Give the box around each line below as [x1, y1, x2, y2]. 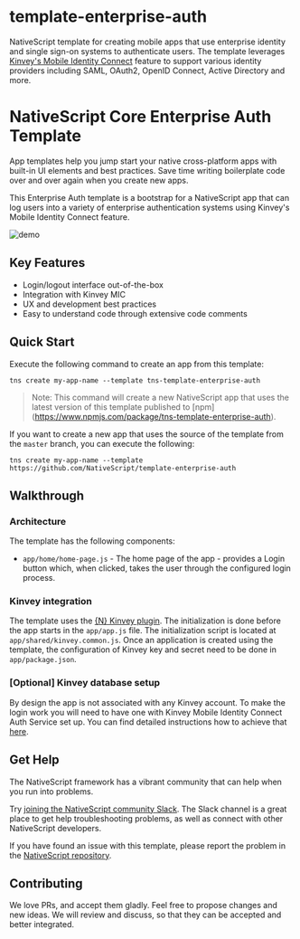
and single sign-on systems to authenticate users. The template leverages [9, 45, 286, 56]
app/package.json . [9, 654, 77, 665]
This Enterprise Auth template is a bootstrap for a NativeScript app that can [9, 192, 290, 203]
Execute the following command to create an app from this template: [9, 358, 265, 369]
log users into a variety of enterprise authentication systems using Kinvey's [9, 202, 290, 213]
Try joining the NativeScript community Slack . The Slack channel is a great [9, 803, 287, 814]
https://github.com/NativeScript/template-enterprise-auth [9, 463, 237, 472]
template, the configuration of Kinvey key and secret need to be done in [9, 644, 277, 655]
